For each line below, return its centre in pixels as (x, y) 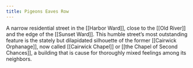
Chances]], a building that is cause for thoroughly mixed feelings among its (96, 52)
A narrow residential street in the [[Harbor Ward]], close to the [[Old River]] (96, 28)
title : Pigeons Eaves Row (37, 11)
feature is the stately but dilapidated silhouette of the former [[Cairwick (91, 40)
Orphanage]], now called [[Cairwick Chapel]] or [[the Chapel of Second (92, 46)
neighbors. (19, 59)
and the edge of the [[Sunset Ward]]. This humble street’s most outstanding (97, 34)
